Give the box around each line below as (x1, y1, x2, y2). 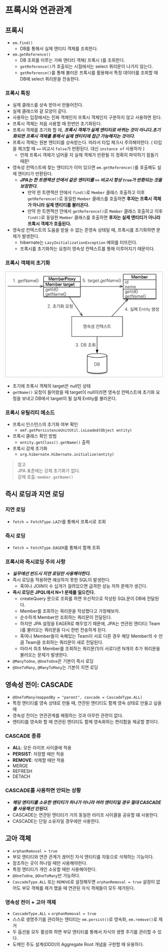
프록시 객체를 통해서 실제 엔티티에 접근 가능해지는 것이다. (25, 133, 135, 139)
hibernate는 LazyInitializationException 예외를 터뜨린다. (19, 240, 137, 246)
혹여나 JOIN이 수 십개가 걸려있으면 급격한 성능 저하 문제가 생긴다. (19, 583, 147, 589)
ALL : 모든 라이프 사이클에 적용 (12, 745, 71, 751)
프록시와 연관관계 (5, 5, 72, 16)
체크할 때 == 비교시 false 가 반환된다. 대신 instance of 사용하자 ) (17, 146, 145, 152)
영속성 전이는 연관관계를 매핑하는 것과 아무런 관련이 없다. (12, 712, 123, 718)
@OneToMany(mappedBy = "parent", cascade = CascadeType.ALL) (12, 695, 143, 700)
